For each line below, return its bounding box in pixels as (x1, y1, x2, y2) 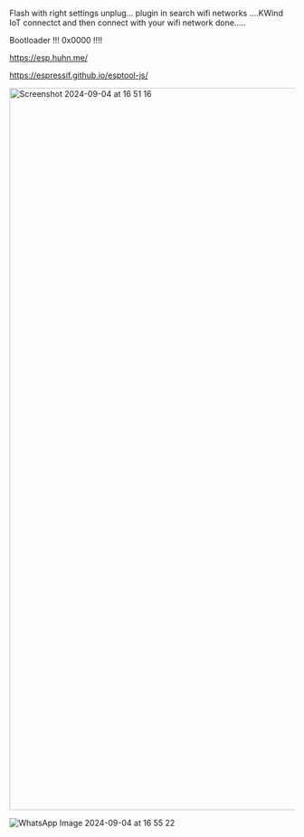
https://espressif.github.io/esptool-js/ (9, 70, 148, 81)
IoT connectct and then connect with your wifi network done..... (9, 17, 246, 28)
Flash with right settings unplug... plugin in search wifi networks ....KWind (9, 8, 283, 18)
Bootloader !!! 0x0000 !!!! (9, 35, 103, 45)
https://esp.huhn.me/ (9, 52, 89, 62)
